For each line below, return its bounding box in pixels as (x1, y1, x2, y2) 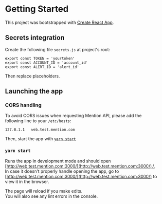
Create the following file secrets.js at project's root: (5, 46, 110, 52)
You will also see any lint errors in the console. (5, 193, 98, 199)
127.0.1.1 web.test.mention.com (5, 128, 75, 132)
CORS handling (5, 102, 42, 109)
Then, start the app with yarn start (5, 136, 76, 142)
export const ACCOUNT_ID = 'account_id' (5, 60, 89, 65)
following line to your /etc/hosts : (5, 118, 72, 124)
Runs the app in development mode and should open (5, 158, 111, 164)
